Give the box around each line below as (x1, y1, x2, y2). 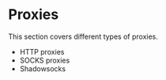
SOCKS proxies (19, 55, 70, 65)
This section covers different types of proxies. (8, 32, 158, 41)
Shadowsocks (19, 63, 66, 73)
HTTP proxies (19, 47, 65, 56)
